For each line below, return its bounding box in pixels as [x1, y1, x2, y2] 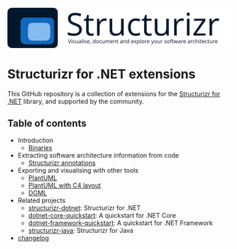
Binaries [28, 144, 53, 152]
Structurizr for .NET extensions [7, 66, 196, 82]
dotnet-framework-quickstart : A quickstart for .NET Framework [28, 219, 213, 227]
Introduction [17, 136, 54, 145]
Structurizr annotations [28, 158, 96, 167]
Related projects [17, 196, 66, 205]
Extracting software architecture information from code [17, 151, 180, 160]
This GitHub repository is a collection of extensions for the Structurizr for [7, 89, 221, 98]
